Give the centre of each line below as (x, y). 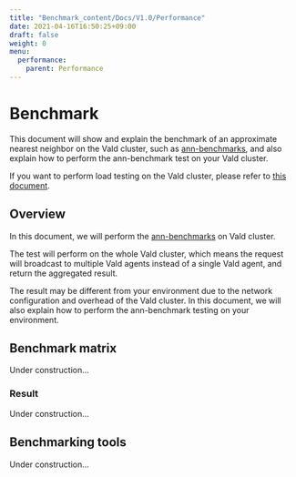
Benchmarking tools (68, 442)
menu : (20, 52)
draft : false (34, 35)
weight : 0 (28, 43)
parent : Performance (65, 69)
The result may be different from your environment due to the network (141, 290)
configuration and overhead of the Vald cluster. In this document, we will (145, 300)
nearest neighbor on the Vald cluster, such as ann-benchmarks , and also (146, 148)
